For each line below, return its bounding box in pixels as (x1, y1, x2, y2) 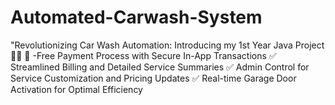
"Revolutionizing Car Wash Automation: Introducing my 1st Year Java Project (10, 39, 325, 51)
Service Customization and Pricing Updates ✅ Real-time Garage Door (10, 72, 297, 84)
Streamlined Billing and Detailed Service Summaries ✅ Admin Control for (10, 61, 310, 73)
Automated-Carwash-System (10, 6, 263, 29)
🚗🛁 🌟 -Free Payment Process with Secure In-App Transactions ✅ (10, 49, 277, 61)
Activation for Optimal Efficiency (10, 83, 143, 95)
